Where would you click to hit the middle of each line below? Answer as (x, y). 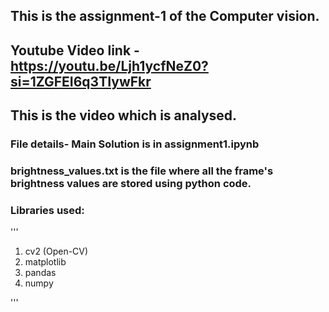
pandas (40, 273)
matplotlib (45, 262)
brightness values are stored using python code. (131, 184)
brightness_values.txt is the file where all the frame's (142, 171)
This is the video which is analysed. (124, 115)
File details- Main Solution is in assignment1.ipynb (135, 144)
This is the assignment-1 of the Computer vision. (165, 16)
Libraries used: (47, 210)
